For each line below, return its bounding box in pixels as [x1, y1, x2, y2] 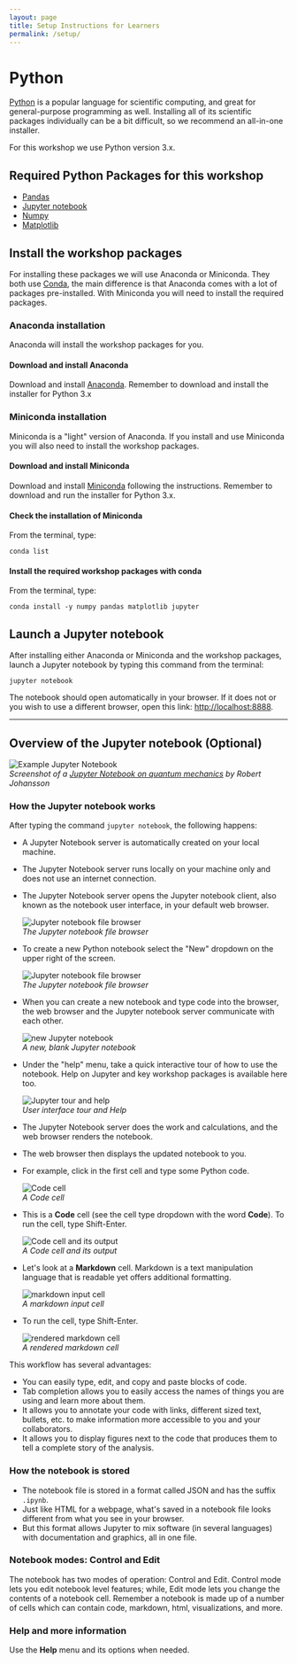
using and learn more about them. [21, 1396, 146, 1406]
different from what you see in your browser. [21, 1512, 185, 1524]
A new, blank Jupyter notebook [21, 1042, 136, 1053]
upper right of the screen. [21, 953, 117, 964]
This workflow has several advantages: [9, 1359, 152, 1370]
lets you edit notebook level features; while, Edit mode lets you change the [9, 1583, 280, 1594]
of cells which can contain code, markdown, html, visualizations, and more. [9, 1602, 283, 1613]
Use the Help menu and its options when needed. [9, 1645, 190, 1655]
